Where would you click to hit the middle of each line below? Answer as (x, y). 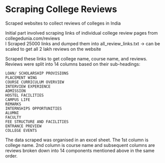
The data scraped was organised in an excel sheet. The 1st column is (77, 140)
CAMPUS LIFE (18, 100)
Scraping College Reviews (61, 9)
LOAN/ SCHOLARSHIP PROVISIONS (37, 73)
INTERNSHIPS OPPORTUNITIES (34, 108)
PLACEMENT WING (21, 77)
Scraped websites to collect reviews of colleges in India (63, 23)
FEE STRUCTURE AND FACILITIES (37, 122)
